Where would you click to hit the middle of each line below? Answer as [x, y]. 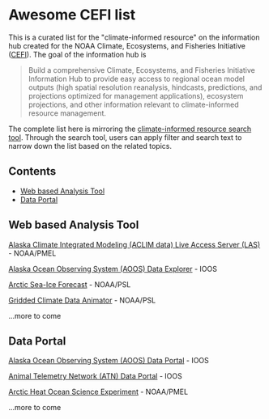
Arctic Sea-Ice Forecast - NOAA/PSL [70, 284]
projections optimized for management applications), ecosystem [136, 95]
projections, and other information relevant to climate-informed [133, 104]
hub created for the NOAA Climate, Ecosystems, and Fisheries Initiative [127, 45]
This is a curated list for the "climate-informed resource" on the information [134, 37]
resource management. [67, 113]
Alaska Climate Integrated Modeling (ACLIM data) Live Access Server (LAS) [134, 244]
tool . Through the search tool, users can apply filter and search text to [125, 137]
